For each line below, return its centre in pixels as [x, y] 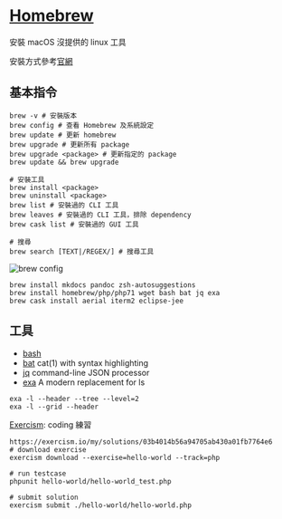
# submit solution [44, 497]
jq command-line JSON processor [86, 372]
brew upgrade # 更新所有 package [70, 144]
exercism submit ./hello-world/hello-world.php [101, 505]
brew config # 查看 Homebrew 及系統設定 [82, 125]
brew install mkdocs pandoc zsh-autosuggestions [103, 285]
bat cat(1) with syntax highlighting [85, 362]
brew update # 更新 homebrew [63, 135]
